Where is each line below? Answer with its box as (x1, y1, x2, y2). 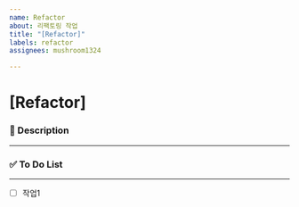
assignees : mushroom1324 (9, 46, 101, 55)
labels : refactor (9, 37, 74, 47)
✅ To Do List (9, 158, 63, 170)
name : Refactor (9, 12, 66, 22)
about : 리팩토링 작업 (9, 21, 78, 30)
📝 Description (9, 124, 69, 137)
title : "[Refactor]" (9, 29, 86, 38)
